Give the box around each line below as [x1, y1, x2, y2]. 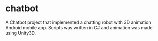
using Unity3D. [5, 30, 36, 36]
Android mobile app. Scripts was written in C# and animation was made [5, 24, 153, 30]
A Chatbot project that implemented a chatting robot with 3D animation [5, 19, 151, 25]
